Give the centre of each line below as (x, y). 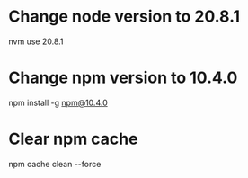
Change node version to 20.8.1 (124, 17)
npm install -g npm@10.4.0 (58, 102)
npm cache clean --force (55, 164)
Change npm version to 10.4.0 (123, 78)
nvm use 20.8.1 (36, 41)
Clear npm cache (73, 139)
